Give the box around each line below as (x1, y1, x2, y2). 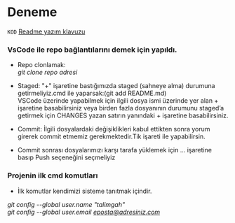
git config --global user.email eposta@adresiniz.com (7, 208, 161, 216)
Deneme (7, 4, 58, 20)
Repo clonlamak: (17, 61, 66, 69)
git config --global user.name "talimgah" (7, 200, 126, 208)
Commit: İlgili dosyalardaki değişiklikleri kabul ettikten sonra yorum (17, 125, 210, 134)
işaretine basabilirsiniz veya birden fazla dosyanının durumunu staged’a (17, 104, 224, 113)
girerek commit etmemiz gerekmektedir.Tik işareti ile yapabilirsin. (17, 132, 206, 141)
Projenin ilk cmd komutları (7, 171, 98, 180)
